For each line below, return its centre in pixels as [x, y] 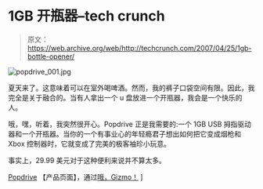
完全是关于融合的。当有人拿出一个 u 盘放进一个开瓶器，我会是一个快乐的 [125, 97]
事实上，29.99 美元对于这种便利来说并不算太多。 [87, 160]
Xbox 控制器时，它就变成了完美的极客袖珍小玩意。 [89, 144]
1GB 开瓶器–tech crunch [87, 16]
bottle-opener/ [51, 56]
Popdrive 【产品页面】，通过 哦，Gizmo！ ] [76, 176]
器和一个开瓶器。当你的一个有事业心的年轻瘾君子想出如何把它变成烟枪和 [124, 133]
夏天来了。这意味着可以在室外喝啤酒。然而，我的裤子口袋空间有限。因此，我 [131, 88]
